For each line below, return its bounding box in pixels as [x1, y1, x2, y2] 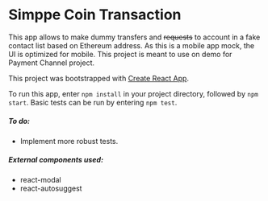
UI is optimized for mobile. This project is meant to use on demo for [8, 49, 232, 59]
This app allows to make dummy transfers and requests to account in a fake [8, 32, 261, 42]
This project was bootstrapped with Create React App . [8, 73, 190, 83]
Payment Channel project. [8, 58, 95, 68]
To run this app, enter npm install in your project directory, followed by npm [8, 88, 258, 98]
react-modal [19, 174, 62, 184]
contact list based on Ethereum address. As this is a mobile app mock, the [8, 40, 255, 50]
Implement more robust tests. [19, 136, 119, 146]
